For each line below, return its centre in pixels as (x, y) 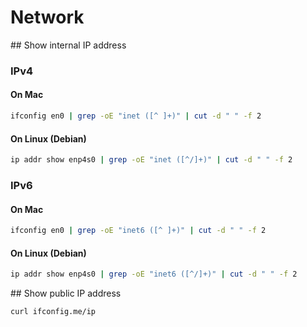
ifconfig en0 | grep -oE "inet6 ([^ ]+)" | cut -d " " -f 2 (138, 231)
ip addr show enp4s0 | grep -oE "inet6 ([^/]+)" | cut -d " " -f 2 (154, 274)
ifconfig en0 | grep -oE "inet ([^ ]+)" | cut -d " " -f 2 (136, 116)
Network (47, 17)
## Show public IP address (66, 293)
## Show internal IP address (68, 45)
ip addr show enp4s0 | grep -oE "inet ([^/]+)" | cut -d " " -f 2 (151, 160)
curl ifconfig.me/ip (53, 312)
